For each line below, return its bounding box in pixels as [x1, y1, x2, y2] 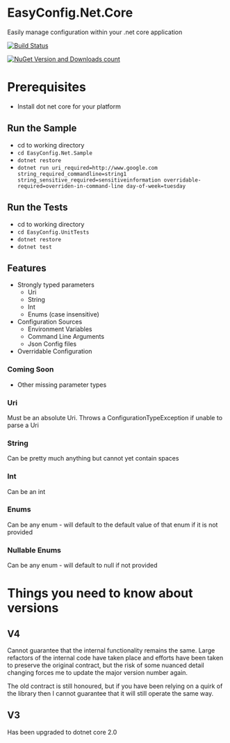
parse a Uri [7, 421, 40, 429]
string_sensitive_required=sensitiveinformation [17, 176, 161, 184]
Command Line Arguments [27, 333, 105, 341]
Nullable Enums [7, 545, 61, 554]
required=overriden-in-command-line [17, 182, 124, 189]
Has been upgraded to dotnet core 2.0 [7, 728, 117, 736]
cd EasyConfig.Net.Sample [17, 150, 92, 157]
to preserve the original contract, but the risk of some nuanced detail [7, 661, 204, 669]
